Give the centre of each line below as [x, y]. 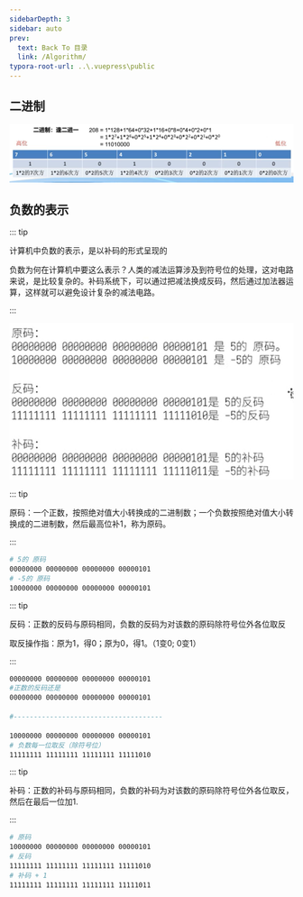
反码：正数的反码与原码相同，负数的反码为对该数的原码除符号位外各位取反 [147, 624]
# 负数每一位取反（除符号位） [57, 745]
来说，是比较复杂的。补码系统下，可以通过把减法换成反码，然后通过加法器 [147, 281]
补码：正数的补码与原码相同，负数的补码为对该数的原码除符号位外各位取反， [151, 791]
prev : [19, 38]
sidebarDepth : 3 [40, 19]
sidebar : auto [36, 28]
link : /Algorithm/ [52, 57]
